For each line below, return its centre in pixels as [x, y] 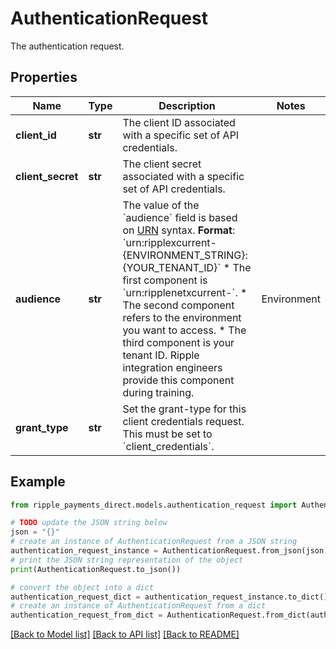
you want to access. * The [184, 330]
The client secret [162, 164]
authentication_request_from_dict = [86, 615]
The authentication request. [67, 46]
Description [187, 105]
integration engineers [172, 367]
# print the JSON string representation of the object [127, 560]
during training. [158, 392]
